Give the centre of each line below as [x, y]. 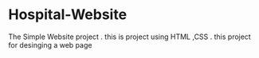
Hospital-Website [68, 15]
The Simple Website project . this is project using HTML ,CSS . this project [129, 37]
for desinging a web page [50, 44]
